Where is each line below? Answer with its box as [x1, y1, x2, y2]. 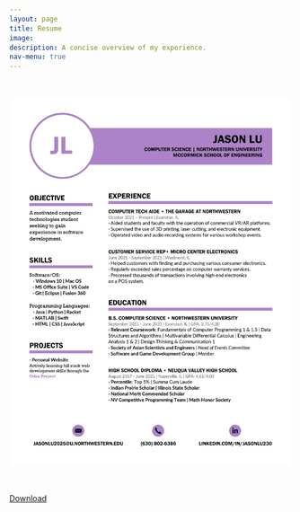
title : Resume [9, 23, 63, 33]
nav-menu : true [9, 52, 66, 62]
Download [9, 492, 48, 503]
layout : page [9, 14, 58, 23]
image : [9, 33, 34, 42]
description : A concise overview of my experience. [9, 43, 207, 52]
